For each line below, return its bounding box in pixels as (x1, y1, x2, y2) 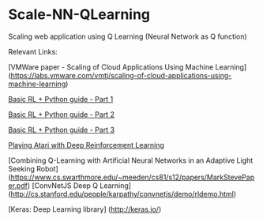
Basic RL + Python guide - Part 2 (8, 109, 115, 119)
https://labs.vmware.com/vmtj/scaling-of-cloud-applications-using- (10, 70, 232, 80)
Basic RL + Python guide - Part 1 (8, 94, 114, 103)
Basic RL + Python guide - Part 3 (8, 125, 115, 134)
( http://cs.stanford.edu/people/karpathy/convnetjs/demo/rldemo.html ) (8, 189, 237, 198)
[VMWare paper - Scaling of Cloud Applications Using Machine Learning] (8, 62, 247, 72)
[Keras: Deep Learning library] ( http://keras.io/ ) (8, 204, 162, 214)
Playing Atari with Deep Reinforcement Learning (8, 140, 164, 149)
